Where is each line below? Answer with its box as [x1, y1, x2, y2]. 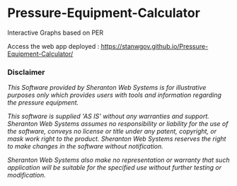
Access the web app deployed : [7, 42, 100, 50]
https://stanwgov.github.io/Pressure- [100, 42, 209, 50]
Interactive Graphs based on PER [7, 28, 104, 37]
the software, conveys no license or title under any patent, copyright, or [7, 127, 217, 136]
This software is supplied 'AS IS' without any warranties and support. [7, 112, 210, 121]
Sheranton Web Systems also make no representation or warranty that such [7, 156, 230, 164]
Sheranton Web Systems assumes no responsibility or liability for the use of [7, 120, 229, 128]
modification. [7, 171, 46, 180]
